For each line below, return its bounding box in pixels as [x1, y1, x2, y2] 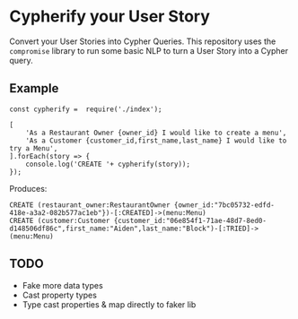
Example [9, 81, 59, 96]
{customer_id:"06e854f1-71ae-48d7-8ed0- [113, 216, 267, 225]
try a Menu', [9, 143, 58, 153]
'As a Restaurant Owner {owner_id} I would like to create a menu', [25, 128, 287, 137]
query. [9, 55, 33, 65]
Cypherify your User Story [9, 6, 211, 27]
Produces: [9, 183, 48, 194]
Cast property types [22, 289, 97, 300]
